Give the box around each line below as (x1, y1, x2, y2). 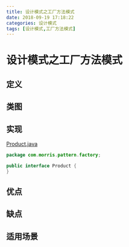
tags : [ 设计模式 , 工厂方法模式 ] (6, 25, 76, 32)
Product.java (6, 140, 38, 148)
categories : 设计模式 (6, 20, 57, 26)
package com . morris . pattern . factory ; (6, 152, 101, 158)
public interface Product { (6, 163, 77, 169)
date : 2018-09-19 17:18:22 (6, 14, 74, 20)
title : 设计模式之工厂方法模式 (6, 8, 75, 15)
